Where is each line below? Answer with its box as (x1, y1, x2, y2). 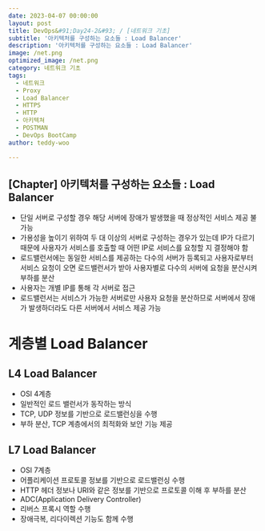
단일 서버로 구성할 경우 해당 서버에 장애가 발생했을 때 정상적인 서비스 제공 (19, 213, 249, 223)
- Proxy (15, 86, 42, 95)
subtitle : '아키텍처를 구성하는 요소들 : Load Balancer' (8, 34, 183, 43)
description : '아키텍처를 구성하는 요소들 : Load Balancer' (8, 42, 193, 50)
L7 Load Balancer (8, 443, 96, 456)
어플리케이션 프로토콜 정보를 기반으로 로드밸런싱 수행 (19, 476, 186, 485)
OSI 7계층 (19, 465, 51, 475)
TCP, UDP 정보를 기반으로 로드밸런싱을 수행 (19, 409, 158, 419)
